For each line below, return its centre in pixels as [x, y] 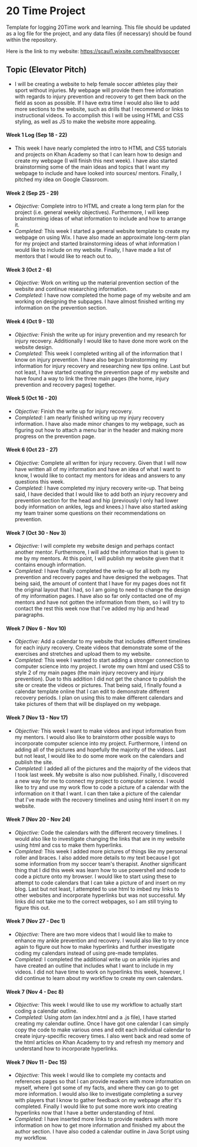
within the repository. [32, 40]
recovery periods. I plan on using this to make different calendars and [99, 698]
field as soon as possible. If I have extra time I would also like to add [97, 103]
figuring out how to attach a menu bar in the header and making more [99, 430]
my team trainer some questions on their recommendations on [90, 513]
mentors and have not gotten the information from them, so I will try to [100, 602]
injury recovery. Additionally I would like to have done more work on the [101, 341]
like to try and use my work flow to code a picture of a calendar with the [102, 787]
